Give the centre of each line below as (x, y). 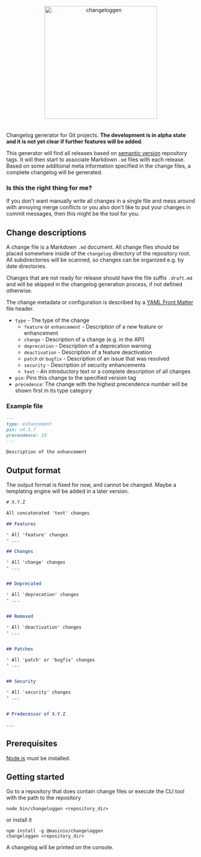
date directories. (26, 266)
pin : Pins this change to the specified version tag (75, 378)
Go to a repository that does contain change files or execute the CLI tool (95, 791)
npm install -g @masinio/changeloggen (55, 831)
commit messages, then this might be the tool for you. (73, 214)
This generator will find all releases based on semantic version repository (97, 153)
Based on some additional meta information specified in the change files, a (98, 166)
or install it (19, 820)
